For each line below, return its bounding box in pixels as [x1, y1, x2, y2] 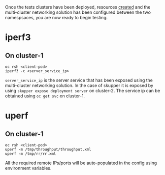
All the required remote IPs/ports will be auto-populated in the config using [5, 160, 157, 166]
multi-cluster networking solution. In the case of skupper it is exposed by [5, 83, 154, 88]
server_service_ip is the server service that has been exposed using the [5, 77, 153, 83]
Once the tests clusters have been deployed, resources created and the [5, 4, 151, 10]
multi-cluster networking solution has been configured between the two [5, 9, 151, 15]
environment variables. [5, 165, 52, 171]
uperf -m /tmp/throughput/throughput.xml [5, 147, 92, 152]
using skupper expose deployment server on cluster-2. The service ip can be [5, 88, 161, 93]
